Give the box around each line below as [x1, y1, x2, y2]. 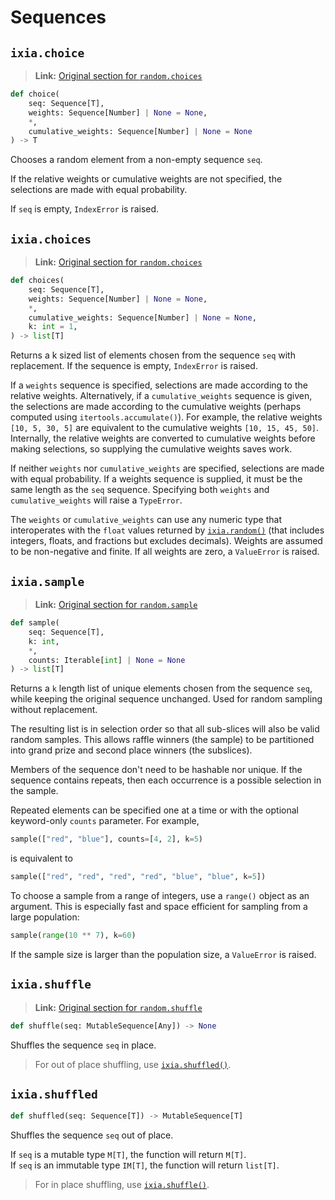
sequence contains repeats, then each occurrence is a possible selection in [10, 774, 322, 786]
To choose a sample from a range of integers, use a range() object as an [10, 890, 310, 901]
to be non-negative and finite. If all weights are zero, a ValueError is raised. [10, 546, 320, 558]
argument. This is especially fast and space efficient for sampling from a [10, 901, 308, 912]
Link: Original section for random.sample [34, 599, 198, 610]
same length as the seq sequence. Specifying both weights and [10, 484, 270, 496]
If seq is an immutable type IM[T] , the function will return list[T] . [10, 1159, 280, 1171]
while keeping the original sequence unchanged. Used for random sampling [10, 693, 323, 705]
